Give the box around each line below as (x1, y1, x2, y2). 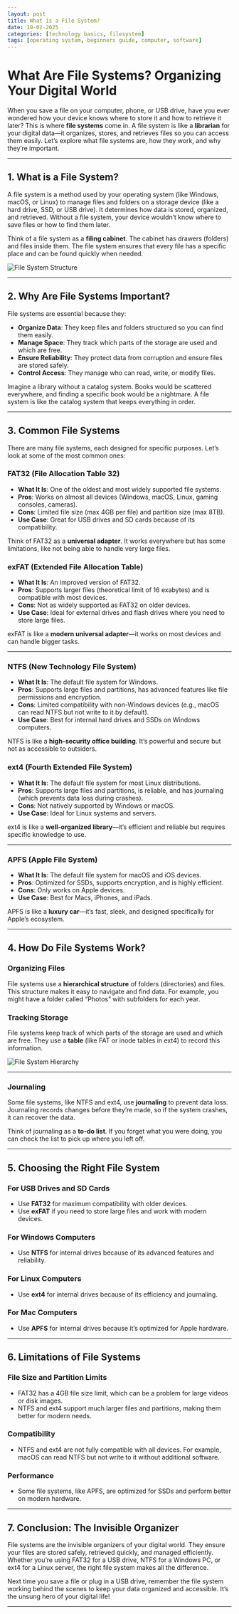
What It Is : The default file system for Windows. (17, 677, 159, 687)
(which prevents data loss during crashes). (17, 793, 144, 802)
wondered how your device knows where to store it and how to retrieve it (7, 114, 222, 122)
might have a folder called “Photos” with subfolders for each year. (7, 994, 201, 1003)
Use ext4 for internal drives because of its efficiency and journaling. (17, 1289, 218, 1299)
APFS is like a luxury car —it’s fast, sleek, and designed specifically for (7, 907, 215, 915)
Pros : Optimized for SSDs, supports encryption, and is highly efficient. (17, 878, 224, 887)
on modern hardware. (17, 1494, 82, 1503)
